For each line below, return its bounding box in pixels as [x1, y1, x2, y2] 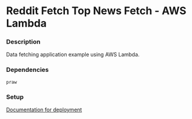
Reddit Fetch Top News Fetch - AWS [6, 4, 187, 18]
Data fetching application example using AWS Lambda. [6, 51, 140, 58]
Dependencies [6, 66, 49, 74]
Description [6, 38, 41, 46]
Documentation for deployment [6, 106, 82, 113]
